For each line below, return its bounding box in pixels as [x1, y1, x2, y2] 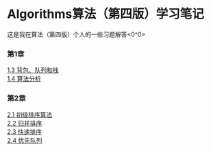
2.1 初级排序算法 [7, 111, 53, 119]
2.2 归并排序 [7, 119, 42, 127]
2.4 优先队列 [7, 136, 42, 144]
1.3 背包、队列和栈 [7, 66, 59, 74]
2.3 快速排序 [7, 128, 42, 136]
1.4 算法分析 [7, 75, 41, 83]
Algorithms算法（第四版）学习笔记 [7, 6, 204, 22]
